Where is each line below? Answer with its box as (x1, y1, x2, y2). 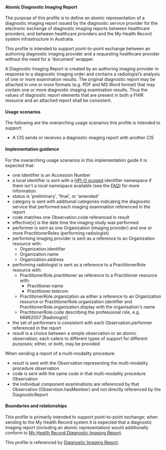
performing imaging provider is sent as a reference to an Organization (12, 235, 155, 241)
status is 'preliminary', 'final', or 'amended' (12, 193, 99, 199)
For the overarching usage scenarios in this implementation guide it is (5, 157, 147, 163)
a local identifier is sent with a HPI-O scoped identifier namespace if (12, 177, 152, 183)
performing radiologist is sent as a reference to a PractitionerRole (12, 261, 146, 267)
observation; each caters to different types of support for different (12, 335, 148, 341)
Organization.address (19, 256, 64, 262)
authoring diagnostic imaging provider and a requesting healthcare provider (5, 51, 160, 57)
